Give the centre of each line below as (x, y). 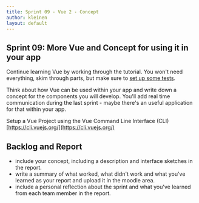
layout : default (27, 23)
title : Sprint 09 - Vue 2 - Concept (52, 12)
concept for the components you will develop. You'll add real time (88, 96)
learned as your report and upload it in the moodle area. (85, 180)
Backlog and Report (44, 146)
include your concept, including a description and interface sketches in (104, 161)
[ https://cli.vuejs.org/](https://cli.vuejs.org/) (61, 127)
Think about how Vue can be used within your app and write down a (92, 90)
